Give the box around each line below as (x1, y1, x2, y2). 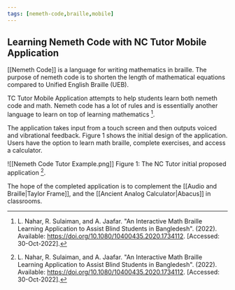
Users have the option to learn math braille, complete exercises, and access (7, 139, 226, 147)
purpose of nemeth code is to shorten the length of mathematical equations (7, 73, 226, 81)
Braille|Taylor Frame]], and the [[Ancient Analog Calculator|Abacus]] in (7, 189, 211, 198)
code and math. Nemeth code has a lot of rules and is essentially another (7, 102, 218, 110)
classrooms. (7, 197, 43, 205)
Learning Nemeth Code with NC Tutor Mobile (7, 36, 207, 48)
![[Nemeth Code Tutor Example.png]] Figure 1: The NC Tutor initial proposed (7, 160, 227, 168)
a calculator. (7, 146, 43, 155)
